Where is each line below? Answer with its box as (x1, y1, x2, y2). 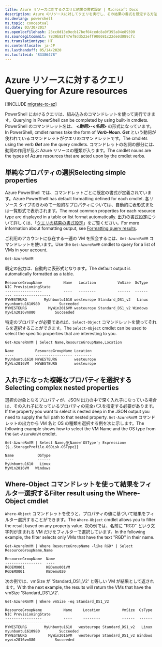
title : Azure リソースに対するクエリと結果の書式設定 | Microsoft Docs (5, 7, 139, 12)
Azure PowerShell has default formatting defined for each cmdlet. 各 (13, 196, 149, 202)
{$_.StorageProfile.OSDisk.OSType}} (5, 444, 79, 449)
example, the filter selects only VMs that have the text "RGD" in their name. (5, 534, 155, 540)
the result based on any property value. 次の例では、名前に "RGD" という (5, 522, 151, 529)
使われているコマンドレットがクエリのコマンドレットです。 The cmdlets (5, 135, 148, 141)
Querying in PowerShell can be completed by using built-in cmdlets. (13, 117, 148, 123)
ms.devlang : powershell (5, 16, 53, 21)
